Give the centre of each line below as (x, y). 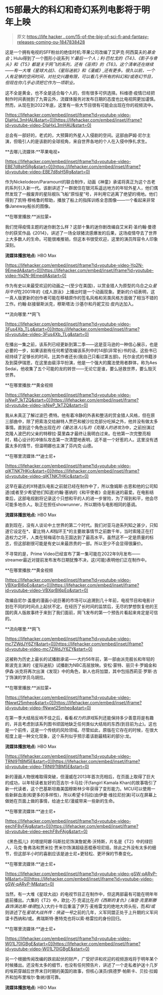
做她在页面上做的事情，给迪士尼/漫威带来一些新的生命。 (61, 801)
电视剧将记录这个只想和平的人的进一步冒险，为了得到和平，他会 (90, 498)
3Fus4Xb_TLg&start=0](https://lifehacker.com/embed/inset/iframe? (72, 329)
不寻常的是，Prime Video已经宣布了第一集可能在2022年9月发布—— (73, 554)
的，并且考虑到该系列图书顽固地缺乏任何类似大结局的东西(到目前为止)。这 (79, 724)
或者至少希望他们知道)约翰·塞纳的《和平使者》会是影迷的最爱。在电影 (80, 492)
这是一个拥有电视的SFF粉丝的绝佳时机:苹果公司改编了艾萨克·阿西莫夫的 (76, 52)
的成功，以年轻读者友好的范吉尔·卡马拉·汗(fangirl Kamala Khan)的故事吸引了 (81, 783)
